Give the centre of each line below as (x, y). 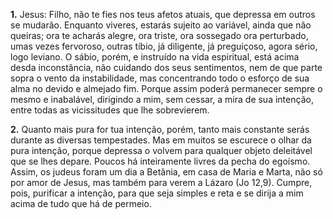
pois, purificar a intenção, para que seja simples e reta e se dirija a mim (157, 193)
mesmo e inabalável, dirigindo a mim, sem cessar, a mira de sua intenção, (162, 99)
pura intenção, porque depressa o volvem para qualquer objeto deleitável (161, 150)
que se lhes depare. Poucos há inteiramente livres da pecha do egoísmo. (160, 161)
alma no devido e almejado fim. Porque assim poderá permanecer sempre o (166, 88)
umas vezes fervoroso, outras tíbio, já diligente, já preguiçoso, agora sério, (164, 46)
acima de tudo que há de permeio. (81, 203)
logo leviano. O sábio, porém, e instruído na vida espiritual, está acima (155, 57)
